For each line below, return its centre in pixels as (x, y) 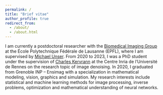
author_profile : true (27, 19)
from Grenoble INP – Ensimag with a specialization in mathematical (72, 72)
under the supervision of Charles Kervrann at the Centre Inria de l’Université (81, 62)
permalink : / (18, 9)
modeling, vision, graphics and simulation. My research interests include (77, 77)
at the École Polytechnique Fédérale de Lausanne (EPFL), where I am (74, 51)
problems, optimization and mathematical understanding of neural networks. (82, 87)
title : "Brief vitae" (27, 14)
